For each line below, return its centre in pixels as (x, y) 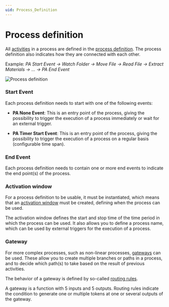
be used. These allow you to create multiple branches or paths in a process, (84, 258)
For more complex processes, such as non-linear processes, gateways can (83, 253)
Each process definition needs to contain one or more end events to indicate (84, 168)
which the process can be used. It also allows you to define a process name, (84, 223)
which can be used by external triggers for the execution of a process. (78, 229)
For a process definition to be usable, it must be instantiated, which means (82, 198)
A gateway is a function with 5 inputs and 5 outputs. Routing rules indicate (82, 288)
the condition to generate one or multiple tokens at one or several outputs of (84, 293)
